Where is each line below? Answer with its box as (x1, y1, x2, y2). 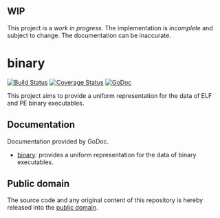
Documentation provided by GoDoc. (7, 137, 109, 146)
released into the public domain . (7, 204, 98, 212)
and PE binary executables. (7, 99, 85, 107)
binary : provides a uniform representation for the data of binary (16, 150, 197, 159)
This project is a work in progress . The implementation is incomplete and (7, 23, 213, 32)
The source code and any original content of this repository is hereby (7, 196, 203, 204)
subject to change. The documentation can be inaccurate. (7, 31, 172, 39)
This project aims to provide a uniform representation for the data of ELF (7, 91, 212, 99)
